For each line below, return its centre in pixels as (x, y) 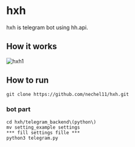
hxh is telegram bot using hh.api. (47, 27)
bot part (19, 109)
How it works (32, 46)
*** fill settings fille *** (43, 132)
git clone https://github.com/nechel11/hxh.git (68, 94)
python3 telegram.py (33, 138)
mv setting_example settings (43, 127)
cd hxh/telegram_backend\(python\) (51, 122)
